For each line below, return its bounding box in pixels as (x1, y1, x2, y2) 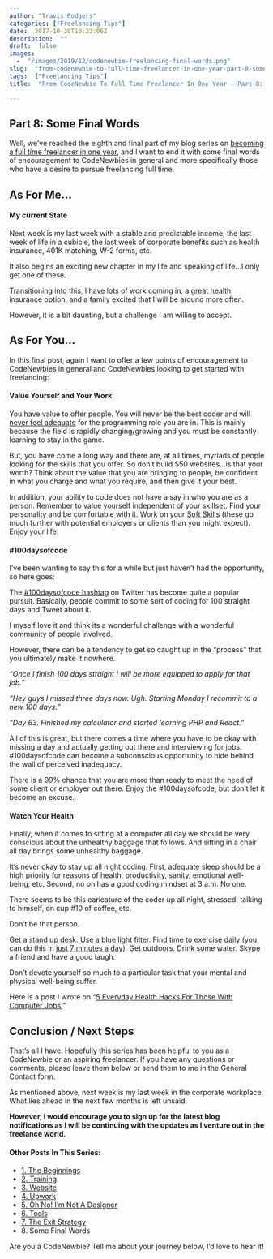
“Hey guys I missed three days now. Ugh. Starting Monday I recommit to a (9, 694, 258, 703)
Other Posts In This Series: (9, 1147, 101, 1157)
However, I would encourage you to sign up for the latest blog (9, 1112, 220, 1122)
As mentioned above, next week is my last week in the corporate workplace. (9, 1088, 264, 1098)
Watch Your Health (9, 810, 75, 820)
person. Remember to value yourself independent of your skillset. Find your (9, 501, 262, 510)
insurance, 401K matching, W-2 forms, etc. (9, 245, 152, 256)
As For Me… (9, 187, 72, 201)
